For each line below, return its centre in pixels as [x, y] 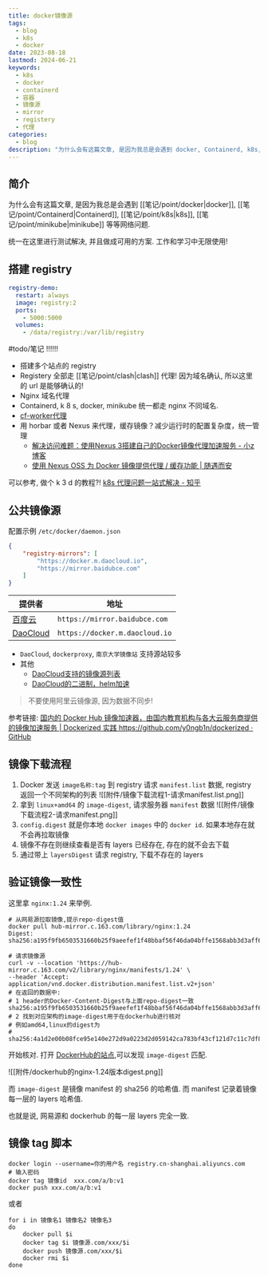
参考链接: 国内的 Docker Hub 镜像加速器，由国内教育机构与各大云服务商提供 [133, 718]
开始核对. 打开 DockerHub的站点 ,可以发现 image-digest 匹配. [108, 1055]
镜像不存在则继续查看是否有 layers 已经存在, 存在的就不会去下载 [124, 845]
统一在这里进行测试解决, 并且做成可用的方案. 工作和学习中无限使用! [118, 241]
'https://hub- [100, 963]
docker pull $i [48, 1234]
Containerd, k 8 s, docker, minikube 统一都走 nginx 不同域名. [119, 406]
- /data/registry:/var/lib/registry [84, 332]
